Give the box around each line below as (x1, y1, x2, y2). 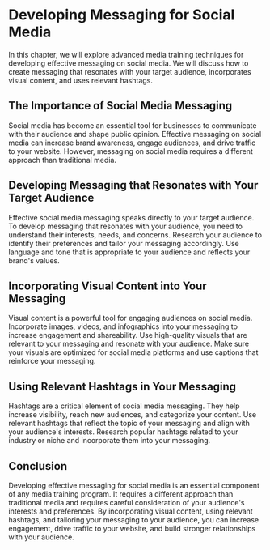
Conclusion (8, 459, 68, 473)
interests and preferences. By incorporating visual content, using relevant (8, 506, 253, 516)
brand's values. (8, 255, 60, 265)
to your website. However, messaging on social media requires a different (8, 146, 253, 156)
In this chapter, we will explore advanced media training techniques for (8, 49, 244, 59)
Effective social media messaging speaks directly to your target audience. (8, 212, 255, 222)
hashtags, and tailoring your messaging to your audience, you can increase (8, 515, 259, 524)
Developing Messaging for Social (8, 6, 235, 24)
